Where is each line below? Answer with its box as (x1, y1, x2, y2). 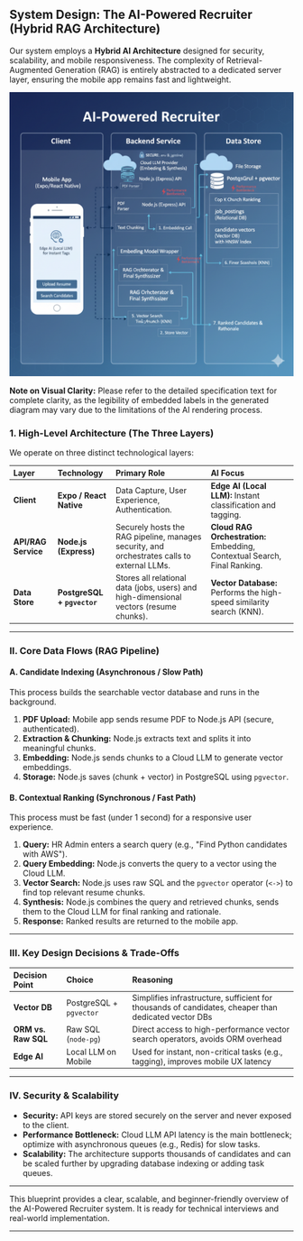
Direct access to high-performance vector (132, 1024, 290, 1035)
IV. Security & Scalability (9, 1089, 120, 1102)
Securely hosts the (115, 522, 185, 533)
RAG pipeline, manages (115, 531, 202, 542)
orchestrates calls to (115, 550, 191, 562)
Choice (66, 974, 94, 986)
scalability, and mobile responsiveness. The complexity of (9, 54, 225, 66)
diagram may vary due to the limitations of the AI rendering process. (9, 404, 263, 415)
